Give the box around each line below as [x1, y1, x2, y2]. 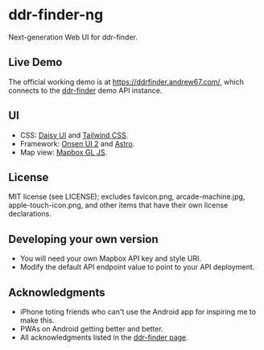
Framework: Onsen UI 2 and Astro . [19, 138, 135, 148]
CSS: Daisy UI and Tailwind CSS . [19, 130, 129, 140]
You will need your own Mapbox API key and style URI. [19, 253, 201, 263]
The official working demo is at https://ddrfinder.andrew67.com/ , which [8, 76, 244, 86]
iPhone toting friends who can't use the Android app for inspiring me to [19, 307, 256, 316]
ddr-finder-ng [8, 6, 104, 24]
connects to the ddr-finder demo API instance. [8, 85, 163, 95]
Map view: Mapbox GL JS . [19, 147, 108, 157]
